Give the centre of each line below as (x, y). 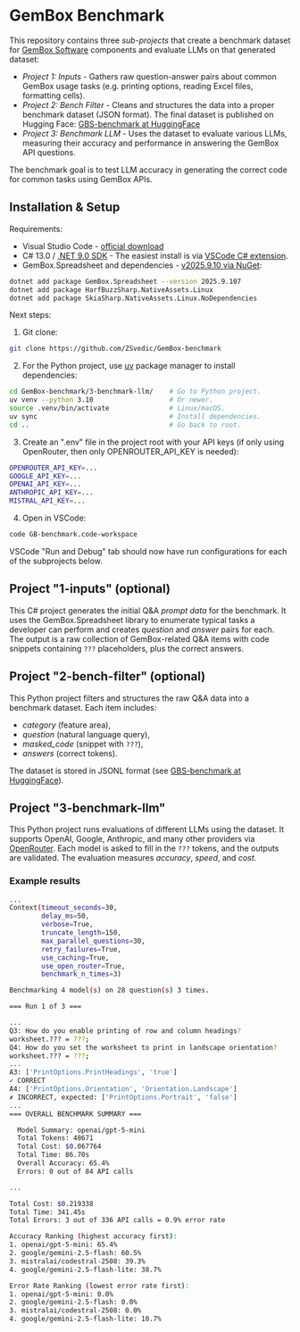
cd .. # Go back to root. (125, 425)
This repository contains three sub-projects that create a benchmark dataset (150, 40)
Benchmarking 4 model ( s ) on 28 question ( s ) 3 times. (109, 991)
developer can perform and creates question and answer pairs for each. (142, 629)
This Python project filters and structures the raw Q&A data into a (129, 698)
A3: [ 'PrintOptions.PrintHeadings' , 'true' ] (93, 1072)
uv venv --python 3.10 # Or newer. (112, 400)
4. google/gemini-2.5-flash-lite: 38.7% (86, 1270)
